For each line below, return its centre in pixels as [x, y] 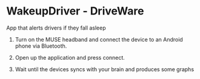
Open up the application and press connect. [70, 57]
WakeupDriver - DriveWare [75, 11]
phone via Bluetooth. [41, 46]
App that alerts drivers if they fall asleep [56, 28]
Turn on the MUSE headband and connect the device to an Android [99, 39]
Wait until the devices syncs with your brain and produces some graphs [105, 69]
